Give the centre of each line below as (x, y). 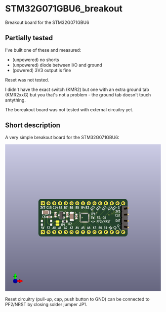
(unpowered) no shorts (36, 60)
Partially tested (29, 38)
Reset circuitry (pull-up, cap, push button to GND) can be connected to (77, 299)
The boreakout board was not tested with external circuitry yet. (69, 109)
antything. (16, 100)
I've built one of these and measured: (43, 50)
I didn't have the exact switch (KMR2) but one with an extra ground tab (77, 89)
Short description (33, 125)
